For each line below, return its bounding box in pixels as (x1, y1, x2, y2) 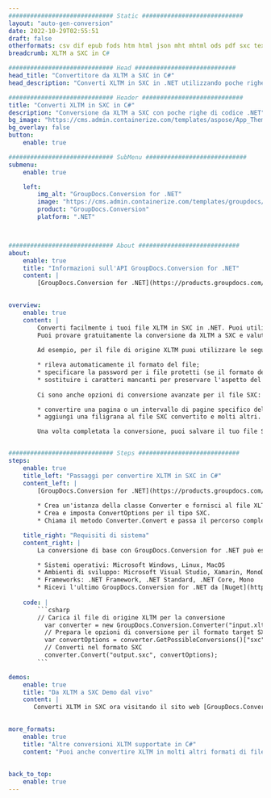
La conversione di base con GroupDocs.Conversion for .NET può (37, 546, 254, 554)
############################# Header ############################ (8, 94, 244, 102)
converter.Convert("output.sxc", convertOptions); (44, 651, 219, 659)
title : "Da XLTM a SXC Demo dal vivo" (23, 688, 153, 696)
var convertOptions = (44, 636, 117, 645)
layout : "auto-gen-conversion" (8, 19, 114, 27)
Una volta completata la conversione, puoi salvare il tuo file (37, 427, 258, 436)
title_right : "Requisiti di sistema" (23, 531, 150, 540)
